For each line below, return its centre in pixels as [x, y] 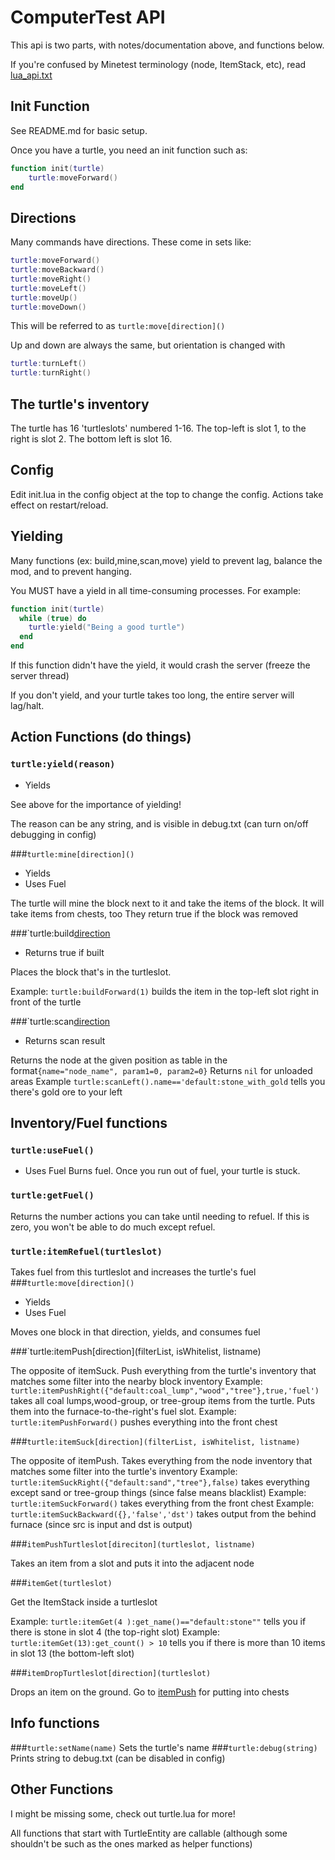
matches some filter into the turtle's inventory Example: [124, 1471]
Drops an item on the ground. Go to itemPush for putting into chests [150, 1692]
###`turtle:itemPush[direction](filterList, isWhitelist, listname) [136, 1351]
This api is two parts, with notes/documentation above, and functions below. [167, 45]
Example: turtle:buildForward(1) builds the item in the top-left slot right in [165, 991]
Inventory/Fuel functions [89, 1123]
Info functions [55, 1723]
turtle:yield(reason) [63, 764]
